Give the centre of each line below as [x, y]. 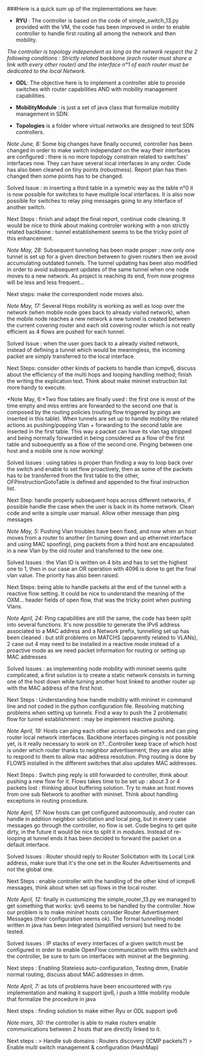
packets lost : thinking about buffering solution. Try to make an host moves [100, 788]
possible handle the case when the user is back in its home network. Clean [100, 507]
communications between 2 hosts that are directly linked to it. [84, 1029]
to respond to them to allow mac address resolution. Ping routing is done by [102, 756]
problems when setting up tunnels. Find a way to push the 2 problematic [97, 712]
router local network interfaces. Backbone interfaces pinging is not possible [102, 737]
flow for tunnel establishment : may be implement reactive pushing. [91, 719]
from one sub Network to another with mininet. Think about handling [93, 794]
